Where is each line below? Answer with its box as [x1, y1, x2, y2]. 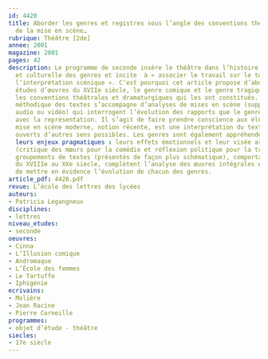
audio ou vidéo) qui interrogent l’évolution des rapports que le [15, 109, 241, 117]
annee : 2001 [8, 42, 48, 50]
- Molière [8, 294, 41, 302]
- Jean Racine [8, 301, 56, 309]
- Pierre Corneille [8, 309, 73, 317]
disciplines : [8, 205, 52, 213]
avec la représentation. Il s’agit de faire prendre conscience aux [15, 116, 248, 124]
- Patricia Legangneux [8, 197, 84, 205]
